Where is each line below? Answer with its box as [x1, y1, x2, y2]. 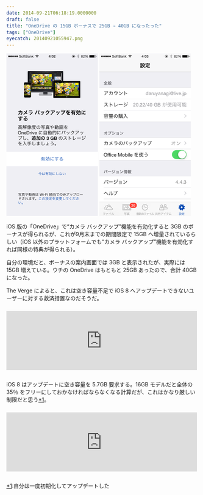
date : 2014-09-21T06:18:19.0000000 [6, 10, 97, 16]
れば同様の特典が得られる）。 [6, 245, 79, 253]
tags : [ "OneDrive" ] [6, 29, 56, 35]
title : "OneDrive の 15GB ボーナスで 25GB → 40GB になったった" [6, 23, 162, 29]
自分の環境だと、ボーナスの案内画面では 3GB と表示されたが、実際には [6, 258, 186, 266]
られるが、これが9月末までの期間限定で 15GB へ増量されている [32, 230, 191, 237]
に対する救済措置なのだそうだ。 [22, 294, 102, 302]
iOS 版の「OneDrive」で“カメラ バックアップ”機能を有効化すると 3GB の [6, 223, 189, 230]
